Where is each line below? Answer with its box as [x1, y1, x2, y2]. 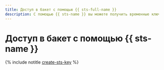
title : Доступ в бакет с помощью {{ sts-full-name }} [5, 7, 117, 12]
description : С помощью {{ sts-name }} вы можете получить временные [5, 12, 150, 17]
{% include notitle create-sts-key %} [5, 59, 79, 65]
